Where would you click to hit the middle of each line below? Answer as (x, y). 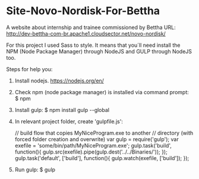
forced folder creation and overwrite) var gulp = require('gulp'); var (97, 139)
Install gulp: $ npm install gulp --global (62, 110)
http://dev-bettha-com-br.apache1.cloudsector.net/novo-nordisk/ (86, 33)
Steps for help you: (29, 69)
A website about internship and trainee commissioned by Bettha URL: (91, 27)
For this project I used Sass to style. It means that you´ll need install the (93, 45)
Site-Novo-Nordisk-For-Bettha (83, 11)
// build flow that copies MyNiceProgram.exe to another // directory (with (104, 133)
